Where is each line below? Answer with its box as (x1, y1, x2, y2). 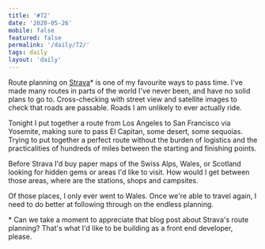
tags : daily (8, 48, 47, 56)
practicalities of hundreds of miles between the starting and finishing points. (8, 144, 257, 153)
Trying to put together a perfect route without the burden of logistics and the (8, 135, 258, 144)
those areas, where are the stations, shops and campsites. (8, 175, 199, 185)
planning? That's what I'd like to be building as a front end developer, (8, 223, 233, 232)
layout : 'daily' (8, 56, 62, 64)
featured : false (8, 33, 62, 42)
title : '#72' (8, 11, 51, 20)
